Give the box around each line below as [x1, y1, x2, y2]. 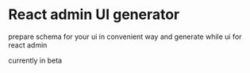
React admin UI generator [8, 6, 180, 24]
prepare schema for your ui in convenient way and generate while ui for [8, 32, 242, 41]
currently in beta [8, 56, 62, 65]
